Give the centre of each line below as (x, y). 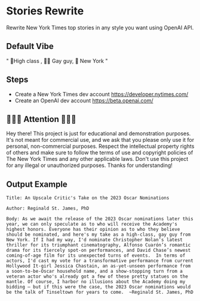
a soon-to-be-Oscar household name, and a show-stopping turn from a (95, 271)
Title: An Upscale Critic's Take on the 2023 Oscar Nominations (88, 198)
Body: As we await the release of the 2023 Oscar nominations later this (100, 219)
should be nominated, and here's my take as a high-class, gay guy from (99, 235)
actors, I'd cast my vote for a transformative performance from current (100, 261)
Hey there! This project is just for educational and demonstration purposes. (99, 133)
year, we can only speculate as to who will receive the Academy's (92, 224)
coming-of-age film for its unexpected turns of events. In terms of (96, 256)
